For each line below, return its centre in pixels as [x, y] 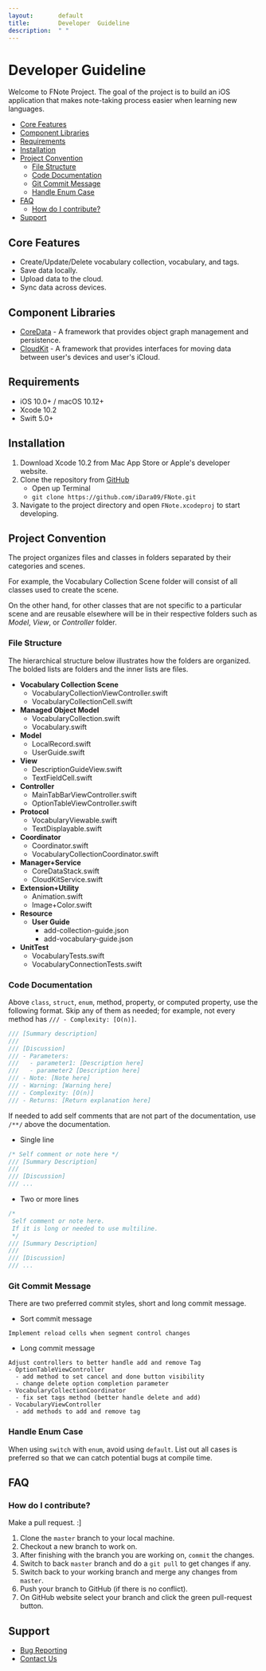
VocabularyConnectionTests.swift [87, 964]
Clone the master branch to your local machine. [97, 1538]
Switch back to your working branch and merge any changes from [128, 1572]
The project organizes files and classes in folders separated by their [120, 558]
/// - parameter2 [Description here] [74, 1071]
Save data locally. [49, 270]
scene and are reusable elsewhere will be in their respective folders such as [133, 614]
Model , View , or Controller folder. [63, 622]
